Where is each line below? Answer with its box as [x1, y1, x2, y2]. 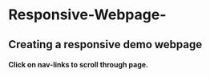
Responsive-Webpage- [8, 6, 167, 24]
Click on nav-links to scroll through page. [8, 60, 148, 70]
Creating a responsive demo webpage [8, 38, 203, 51]
